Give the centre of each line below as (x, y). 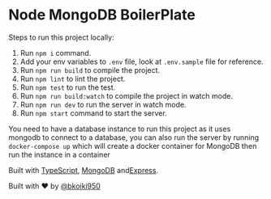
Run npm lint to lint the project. (73, 78)
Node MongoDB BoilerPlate (102, 15)
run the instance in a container (60, 155)
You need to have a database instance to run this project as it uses (120, 129)
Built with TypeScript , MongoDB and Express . (84, 170)
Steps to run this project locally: (62, 37)
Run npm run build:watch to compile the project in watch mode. (127, 95)
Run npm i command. (56, 53)
